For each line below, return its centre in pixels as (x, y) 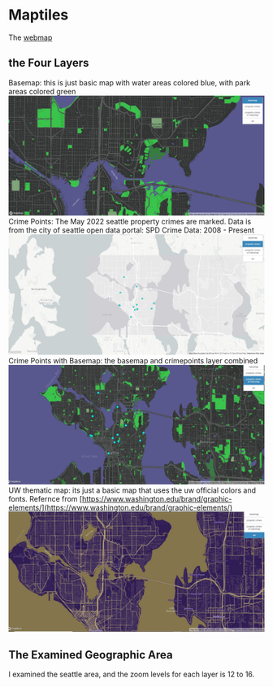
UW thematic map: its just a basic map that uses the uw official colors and (132, 490)
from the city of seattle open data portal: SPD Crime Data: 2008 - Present (131, 230)
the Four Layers (49, 63)
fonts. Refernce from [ (45, 499)
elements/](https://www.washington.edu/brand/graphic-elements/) (121, 508)
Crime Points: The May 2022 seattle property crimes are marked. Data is (130, 222)
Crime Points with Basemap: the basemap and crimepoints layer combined (133, 361)
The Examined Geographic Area (91, 655)
